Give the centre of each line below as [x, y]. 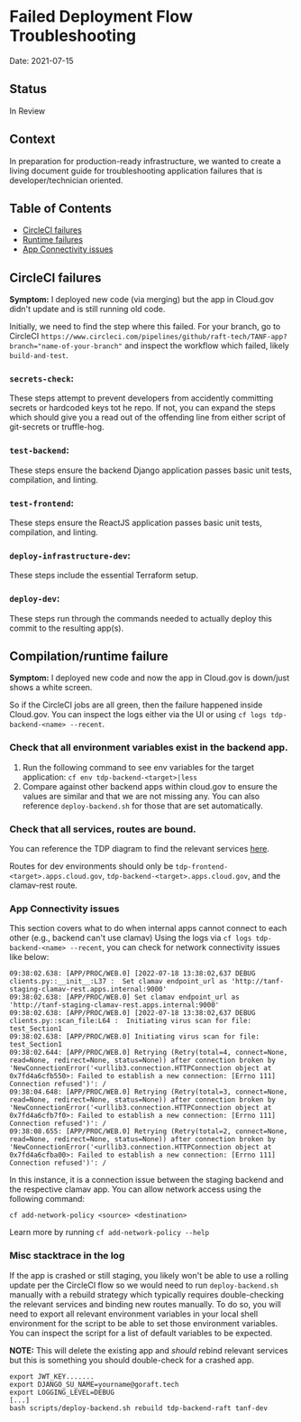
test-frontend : [42, 503]
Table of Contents [61, 208]
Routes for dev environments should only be [91, 866]
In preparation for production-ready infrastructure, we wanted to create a [145, 161]
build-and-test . [39, 355]
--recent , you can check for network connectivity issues [175, 947]
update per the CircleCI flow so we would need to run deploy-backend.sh [144, 1285]
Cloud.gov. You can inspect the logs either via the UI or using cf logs [138, 715]
